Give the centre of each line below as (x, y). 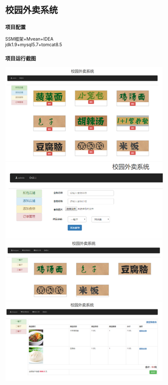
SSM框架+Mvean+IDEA (29, 39)
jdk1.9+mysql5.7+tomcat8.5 (34, 45)
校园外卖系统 (32, 10)
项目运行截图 (21, 59)
